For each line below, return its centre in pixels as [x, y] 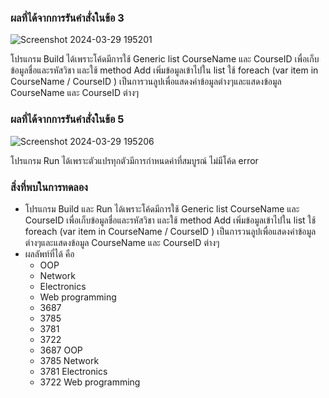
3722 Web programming [90, 382]
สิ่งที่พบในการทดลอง [49, 187]
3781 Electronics [73, 371]
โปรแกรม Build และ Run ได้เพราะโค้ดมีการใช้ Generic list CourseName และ [162, 208]
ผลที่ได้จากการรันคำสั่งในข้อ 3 [67, 18]
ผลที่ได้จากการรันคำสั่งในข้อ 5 [67, 119]
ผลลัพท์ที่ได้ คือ [49, 253]
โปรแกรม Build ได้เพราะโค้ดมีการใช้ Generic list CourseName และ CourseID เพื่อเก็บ [165, 59]
